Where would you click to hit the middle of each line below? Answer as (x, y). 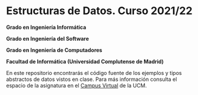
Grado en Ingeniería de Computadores (54, 50)
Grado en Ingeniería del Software (48, 38)
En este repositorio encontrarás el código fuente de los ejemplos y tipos (94, 73)
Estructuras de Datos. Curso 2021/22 (99, 11)
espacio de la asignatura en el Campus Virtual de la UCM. (76, 85)
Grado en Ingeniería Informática (46, 27)
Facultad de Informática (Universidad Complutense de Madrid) (85, 61)
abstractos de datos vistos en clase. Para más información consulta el (92, 79)
